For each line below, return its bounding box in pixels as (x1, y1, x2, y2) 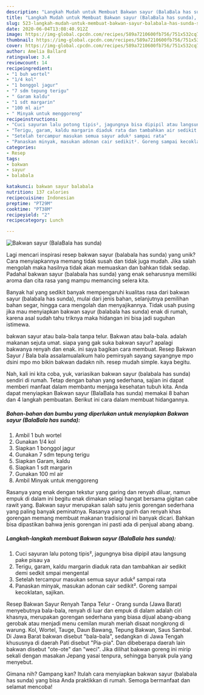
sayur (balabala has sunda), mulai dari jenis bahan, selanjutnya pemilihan (6, 295, 189, 302)
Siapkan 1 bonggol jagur (15, 444, 76, 452)
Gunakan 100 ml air (15, 470, 64, 478)
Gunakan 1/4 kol (15, 438, 56, 446)
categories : (6, 144, 36, 151)
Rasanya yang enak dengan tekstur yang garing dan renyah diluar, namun (6, 489, 191, 496)
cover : (6, 43, 23, 49)
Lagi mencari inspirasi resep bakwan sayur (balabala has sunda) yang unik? (6, 251, 196, 259)
